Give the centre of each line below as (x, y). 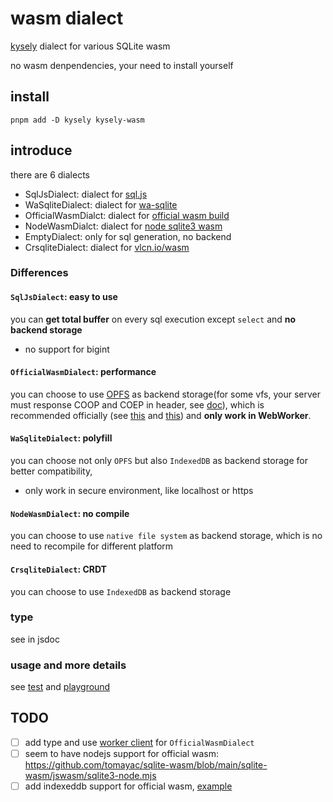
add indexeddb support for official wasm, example (128, 786)
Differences (39, 273)
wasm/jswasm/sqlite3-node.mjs (90, 776)
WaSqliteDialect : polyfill (61, 438)
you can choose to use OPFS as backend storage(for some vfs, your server (166, 394)
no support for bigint (67, 349)
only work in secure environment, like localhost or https (139, 491)
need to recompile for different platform (92, 546)
